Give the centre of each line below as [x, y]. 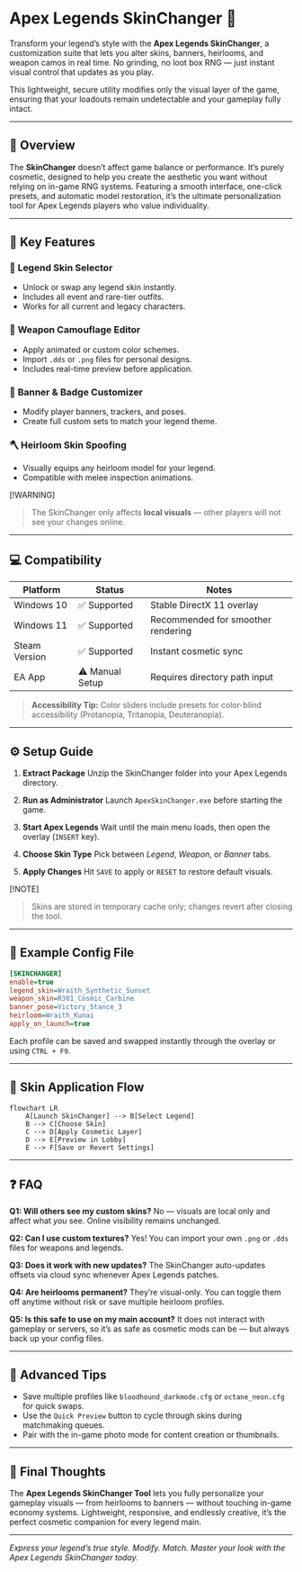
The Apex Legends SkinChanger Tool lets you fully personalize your [137, 1494]
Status [110, 590]
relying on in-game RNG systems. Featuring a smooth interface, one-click [146, 186]
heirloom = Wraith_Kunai [52, 1016]
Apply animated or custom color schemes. [101, 350]
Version [30, 657]
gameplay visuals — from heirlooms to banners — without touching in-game [151, 1503]
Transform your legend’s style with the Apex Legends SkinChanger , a [139, 43]
